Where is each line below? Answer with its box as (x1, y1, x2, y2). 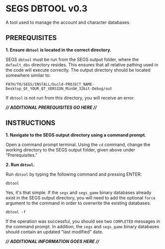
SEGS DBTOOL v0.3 (5, 3, 88, 14)
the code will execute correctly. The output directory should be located (5, 67, 151, 73)
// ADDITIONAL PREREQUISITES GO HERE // (5, 104, 97, 110)
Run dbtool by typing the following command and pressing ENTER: (5, 171, 142, 177)
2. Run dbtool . (5, 161, 35, 167)
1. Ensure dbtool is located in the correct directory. (5, 47, 111, 52)
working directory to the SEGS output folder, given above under (5, 147, 135, 152)
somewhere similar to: (5, 72, 51, 78)
